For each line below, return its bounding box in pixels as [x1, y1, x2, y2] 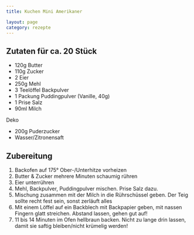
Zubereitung [6, 151, 53, 161]
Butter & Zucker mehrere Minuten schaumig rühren [14, 173, 138, 179]
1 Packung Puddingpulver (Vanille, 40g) [14, 93, 110, 100]
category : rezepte [6, 25, 51, 30]
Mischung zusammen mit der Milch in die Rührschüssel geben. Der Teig [14, 191, 189, 198]
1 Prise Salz [14, 99, 43, 106]
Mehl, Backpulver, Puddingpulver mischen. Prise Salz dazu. [14, 185, 158, 192]
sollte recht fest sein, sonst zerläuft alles [14, 198, 113, 205]
